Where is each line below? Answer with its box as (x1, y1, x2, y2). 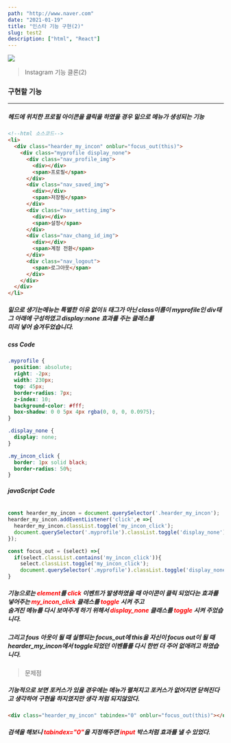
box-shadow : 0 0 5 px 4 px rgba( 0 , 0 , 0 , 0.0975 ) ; (14, 409, 156, 416)
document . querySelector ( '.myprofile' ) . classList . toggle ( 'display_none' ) (14, 529, 226, 536)
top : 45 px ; (14, 383, 45, 390)
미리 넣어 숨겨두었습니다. (8, 322, 74, 331)
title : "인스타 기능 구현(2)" (8, 23, 84, 30)
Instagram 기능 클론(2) (24, 68, 87, 76)
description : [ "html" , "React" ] (8, 36, 100, 43)
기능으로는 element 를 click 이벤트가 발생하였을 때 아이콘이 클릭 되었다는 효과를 (8, 589, 219, 597)
